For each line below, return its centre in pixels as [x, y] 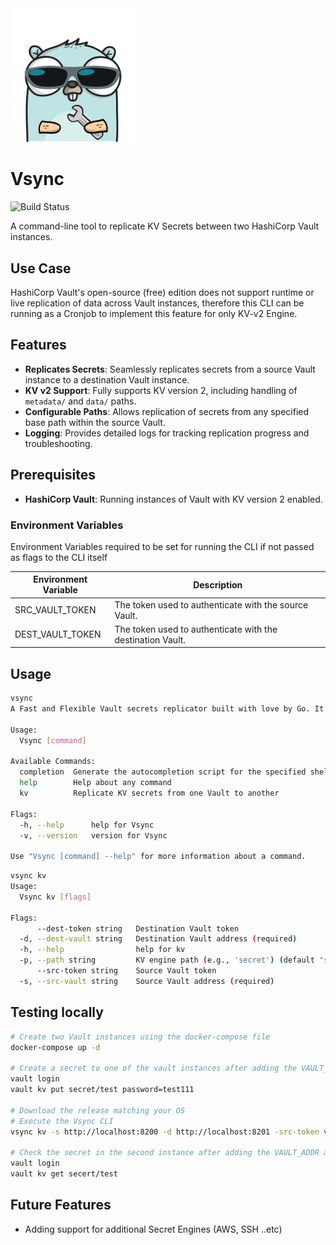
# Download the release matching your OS [98, 1110]
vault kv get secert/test [64, 1174]
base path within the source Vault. [95, 422]
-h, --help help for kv [102, 950]
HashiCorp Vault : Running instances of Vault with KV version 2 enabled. [173, 499]
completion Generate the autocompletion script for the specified [163, 772]
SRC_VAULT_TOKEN [55, 610]
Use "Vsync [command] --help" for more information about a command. [158, 857]
